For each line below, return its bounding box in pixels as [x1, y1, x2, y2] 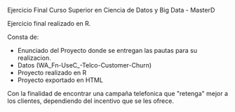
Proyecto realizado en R [17, 69, 87, 77]
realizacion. [17, 54, 51, 62]
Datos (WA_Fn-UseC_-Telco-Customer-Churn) [17, 61, 152, 69]
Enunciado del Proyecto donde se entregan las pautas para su [17, 47, 198, 54]
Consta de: [7, 33, 39, 41]
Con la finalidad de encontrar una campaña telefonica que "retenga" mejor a [7, 90, 229, 97]
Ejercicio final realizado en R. [7, 19, 91, 27]
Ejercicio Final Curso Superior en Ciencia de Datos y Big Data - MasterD [7, 6, 215, 14]
